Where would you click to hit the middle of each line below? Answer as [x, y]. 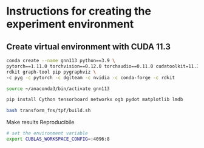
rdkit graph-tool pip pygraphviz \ [51, 72]
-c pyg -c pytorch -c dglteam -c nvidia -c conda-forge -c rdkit [90, 77]
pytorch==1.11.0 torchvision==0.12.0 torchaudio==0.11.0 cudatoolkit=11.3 [103, 66]
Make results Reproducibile [40, 122]
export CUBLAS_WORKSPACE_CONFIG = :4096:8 [58, 139]
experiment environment [70, 24]
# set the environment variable [47, 133]
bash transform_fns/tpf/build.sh [49, 111]
